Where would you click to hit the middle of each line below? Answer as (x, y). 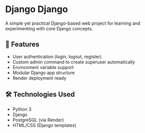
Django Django (37, 9)
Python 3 (22, 109)
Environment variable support (43, 67)
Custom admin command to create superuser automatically (74, 62)
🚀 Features (22, 45)
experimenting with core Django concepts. (49, 28)
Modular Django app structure (44, 73)
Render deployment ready (39, 78)
